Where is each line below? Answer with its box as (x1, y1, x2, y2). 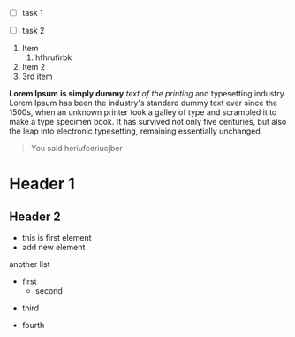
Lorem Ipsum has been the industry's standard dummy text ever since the (9, 97, 278, 109)
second (34, 286, 64, 296)
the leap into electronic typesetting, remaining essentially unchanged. (9, 126, 263, 136)
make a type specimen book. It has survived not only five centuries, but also (9, 117, 287, 127)
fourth (21, 320, 45, 331)
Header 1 (9, 174, 75, 194)
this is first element (21, 233, 92, 243)
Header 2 (9, 209, 62, 224)
